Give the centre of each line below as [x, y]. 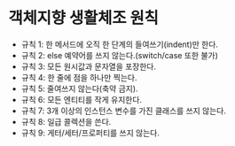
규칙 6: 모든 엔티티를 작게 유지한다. [82, 99]
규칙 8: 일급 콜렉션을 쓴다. [66, 121]
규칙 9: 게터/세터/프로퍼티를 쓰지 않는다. [90, 133]
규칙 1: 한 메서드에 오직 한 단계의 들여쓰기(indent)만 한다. [120, 44]
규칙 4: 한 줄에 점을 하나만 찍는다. [79, 77]
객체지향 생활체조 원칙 [83, 18]
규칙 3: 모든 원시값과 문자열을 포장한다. [89, 66]
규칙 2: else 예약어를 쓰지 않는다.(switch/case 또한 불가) [120, 55]
